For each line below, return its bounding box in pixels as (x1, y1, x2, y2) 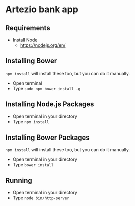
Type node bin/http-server (12, 195, 69, 201)
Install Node (12, 37, 38, 43)
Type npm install (12, 118, 49, 124)
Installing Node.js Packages (5, 100, 94, 109)
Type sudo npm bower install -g (12, 85, 81, 91)
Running (5, 176, 33, 185)
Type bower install (12, 162, 54, 168)
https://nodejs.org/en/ (20, 42, 66, 48)
